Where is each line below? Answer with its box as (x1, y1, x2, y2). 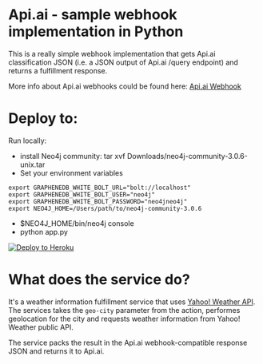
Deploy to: (8, 109, 78, 128)
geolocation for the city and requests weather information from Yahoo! (8, 314, 241, 323)
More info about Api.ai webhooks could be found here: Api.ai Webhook (8, 81, 241, 91)
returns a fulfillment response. (8, 65, 108, 75)
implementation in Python (8, 22, 184, 41)
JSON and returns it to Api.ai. (8, 346, 105, 356)
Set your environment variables (19, 168, 124, 177)
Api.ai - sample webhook (8, 6, 177, 24)
